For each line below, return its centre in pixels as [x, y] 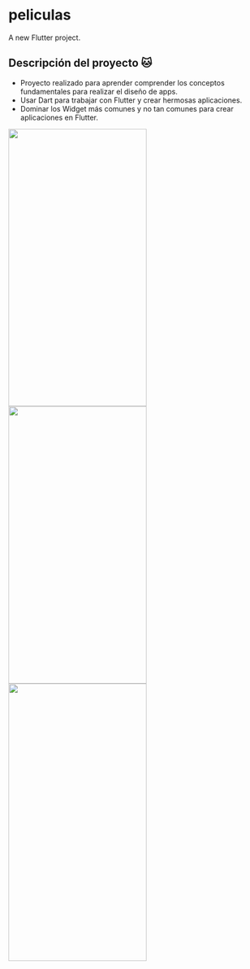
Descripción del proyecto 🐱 [80, 63]
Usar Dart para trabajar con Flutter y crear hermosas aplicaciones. [131, 100]
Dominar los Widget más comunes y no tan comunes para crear [127, 108]
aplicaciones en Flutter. [59, 117]
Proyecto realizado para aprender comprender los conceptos [122, 82]
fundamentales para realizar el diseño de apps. [99, 91]
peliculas [40, 15]
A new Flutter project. [45, 37]
